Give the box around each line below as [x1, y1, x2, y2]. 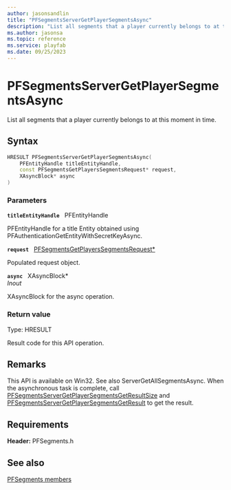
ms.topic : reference [7, 36, 67, 43]
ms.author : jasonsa [7, 29, 63, 36]
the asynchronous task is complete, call [7, 384, 120, 392]
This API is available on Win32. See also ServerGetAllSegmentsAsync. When [7, 376, 224, 385]
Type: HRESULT [7, 325, 52, 334]
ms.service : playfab [7, 42, 67, 49]
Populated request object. [7, 259, 80, 267]
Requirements [7, 418, 69, 430]
